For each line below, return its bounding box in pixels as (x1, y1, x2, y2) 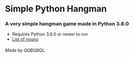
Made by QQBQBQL (5, 47, 45, 53)
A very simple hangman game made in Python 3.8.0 (5, 21, 129, 27)
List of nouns (12, 36, 39, 42)
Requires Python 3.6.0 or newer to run (12, 31, 88, 37)
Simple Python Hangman (5, 3, 107, 14)
